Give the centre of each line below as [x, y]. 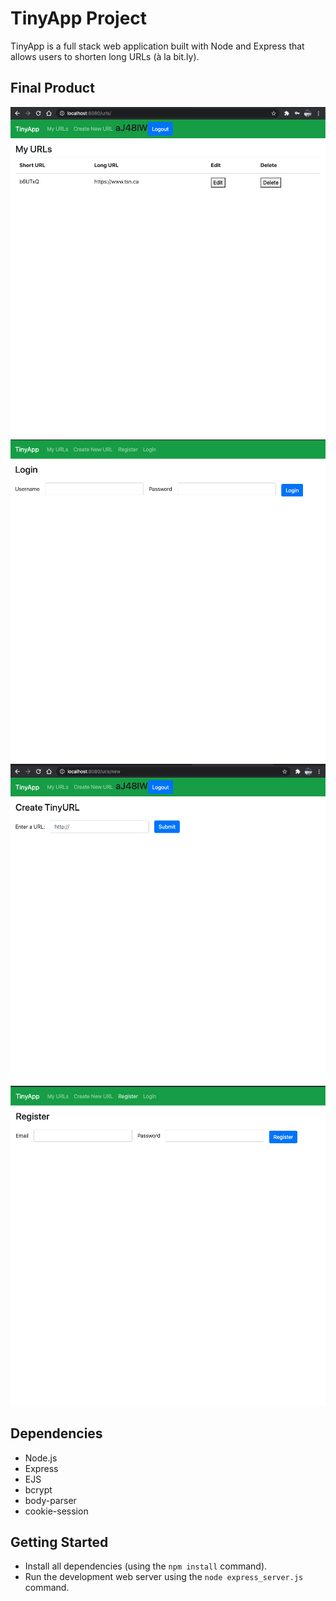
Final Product [52, 88]
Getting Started [59, 1542]
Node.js [41, 1458]
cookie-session [56, 1511]
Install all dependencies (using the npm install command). [146, 1566]
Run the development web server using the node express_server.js [164, 1577]
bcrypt [38, 1489]
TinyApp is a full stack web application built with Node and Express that [157, 46]
